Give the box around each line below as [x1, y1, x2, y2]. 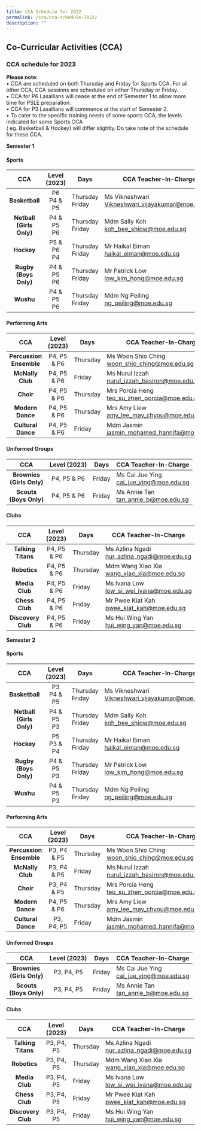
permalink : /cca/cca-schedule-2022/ [6, 14, 98, 20]
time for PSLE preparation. [6, 99, 72, 107]
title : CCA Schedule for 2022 [6, 8, 82, 15]
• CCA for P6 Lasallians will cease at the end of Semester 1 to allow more [6, 93, 187, 100]
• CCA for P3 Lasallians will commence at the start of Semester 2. [6, 105, 169, 113]
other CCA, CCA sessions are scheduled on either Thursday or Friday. [6, 86, 179, 93]
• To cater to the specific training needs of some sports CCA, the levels [6, 112, 182, 119]
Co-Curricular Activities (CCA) [6, 42, 123, 52]
